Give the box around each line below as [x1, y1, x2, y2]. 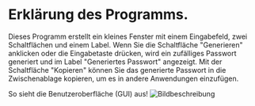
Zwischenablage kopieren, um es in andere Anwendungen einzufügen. [8, 74, 239, 83]
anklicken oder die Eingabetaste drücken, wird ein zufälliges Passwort [8, 48, 237, 58]
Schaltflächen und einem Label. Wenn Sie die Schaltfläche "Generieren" [8, 40, 243, 49]
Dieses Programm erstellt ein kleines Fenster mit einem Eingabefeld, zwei [8, 32, 248, 41]
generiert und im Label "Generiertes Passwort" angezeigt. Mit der [8, 57, 223, 66]
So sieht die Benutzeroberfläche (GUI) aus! [8, 89, 149, 98]
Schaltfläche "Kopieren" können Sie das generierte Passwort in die [8, 65, 226, 74]
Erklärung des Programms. [8, 6, 188, 24]
